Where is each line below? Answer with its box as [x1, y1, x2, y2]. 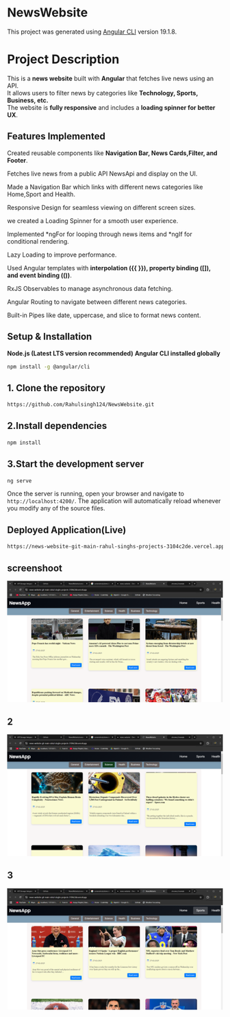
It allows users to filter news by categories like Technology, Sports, [7, 89, 199, 97]
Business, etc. [7, 96, 49, 104]
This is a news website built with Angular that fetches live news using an [7, 74, 214, 82]
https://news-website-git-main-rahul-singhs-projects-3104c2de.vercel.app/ [7, 543, 228, 550]
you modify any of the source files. [7, 504, 105, 513]
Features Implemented [7, 130, 106, 142]
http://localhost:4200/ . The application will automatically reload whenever [7, 497, 221, 505]
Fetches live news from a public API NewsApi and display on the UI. [7, 169, 198, 178]
